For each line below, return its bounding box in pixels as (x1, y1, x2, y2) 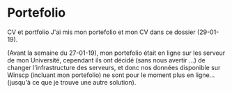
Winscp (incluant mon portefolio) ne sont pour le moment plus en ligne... (7, 71, 215, 79)
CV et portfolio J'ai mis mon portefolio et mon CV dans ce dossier (7, 28, 196, 36)
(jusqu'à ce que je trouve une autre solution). (7, 78, 137, 86)
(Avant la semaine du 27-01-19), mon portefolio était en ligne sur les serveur (7, 49, 226, 57)
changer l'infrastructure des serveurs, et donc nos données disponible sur (7, 63, 221, 71)
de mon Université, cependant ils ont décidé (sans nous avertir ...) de (7, 56, 206, 64)
